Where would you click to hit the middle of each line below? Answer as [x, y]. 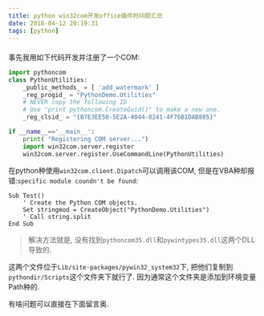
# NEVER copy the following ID [75, 102]
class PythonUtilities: [48, 80]
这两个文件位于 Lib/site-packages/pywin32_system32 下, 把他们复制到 [121, 266]
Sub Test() [26, 196]
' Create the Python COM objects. [80, 203]
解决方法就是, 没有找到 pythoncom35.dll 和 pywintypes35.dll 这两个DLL [141, 239]
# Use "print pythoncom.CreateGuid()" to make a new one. [122, 110]
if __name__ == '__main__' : [51, 132]
